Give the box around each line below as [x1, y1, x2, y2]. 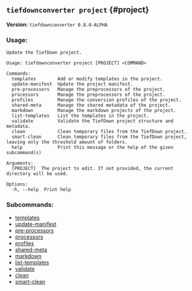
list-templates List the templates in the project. [11, 113, 149, 119]
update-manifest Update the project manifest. [11, 81, 134, 87]
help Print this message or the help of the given [11, 145, 173, 151]
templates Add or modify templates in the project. [11, 76, 163, 82]
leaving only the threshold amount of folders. [6, 139, 128, 145]
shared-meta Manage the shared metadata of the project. [11, 102, 171, 108]
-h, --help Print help [11, 187, 71, 193]
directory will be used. [6, 171, 69, 177]
